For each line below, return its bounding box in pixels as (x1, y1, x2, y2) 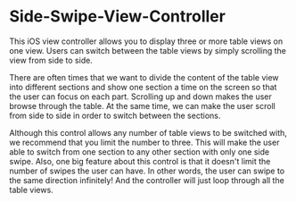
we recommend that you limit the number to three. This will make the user (9, 137, 280, 147)
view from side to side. (9, 55, 94, 65)
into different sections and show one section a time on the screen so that (9, 81, 277, 92)
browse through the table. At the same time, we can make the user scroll (9, 100, 276, 111)
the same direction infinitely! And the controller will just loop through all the (9, 174, 285, 185)
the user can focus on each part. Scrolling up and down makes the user (9, 91, 272, 102)
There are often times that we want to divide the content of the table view (9, 72, 279, 82)
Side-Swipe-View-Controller (9, 6, 226, 27)
